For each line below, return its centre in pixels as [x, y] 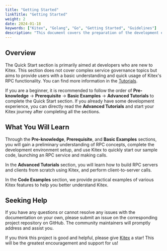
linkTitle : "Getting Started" [37, 14]
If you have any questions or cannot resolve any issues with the [70, 212]
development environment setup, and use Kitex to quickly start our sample [81, 150]
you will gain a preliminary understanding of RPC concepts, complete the [80, 144]
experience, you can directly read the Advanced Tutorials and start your [80, 106]
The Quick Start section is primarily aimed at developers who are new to [79, 65]
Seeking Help [26, 201]
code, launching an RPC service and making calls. [56, 155]
